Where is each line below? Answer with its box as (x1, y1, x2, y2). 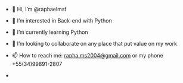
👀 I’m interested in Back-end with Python (11, 17, 112, 24)
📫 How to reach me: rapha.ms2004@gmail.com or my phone (11, 52, 163, 59)
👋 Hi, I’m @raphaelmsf (11, 6, 67, 12)
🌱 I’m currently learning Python (11, 28, 88, 36)
